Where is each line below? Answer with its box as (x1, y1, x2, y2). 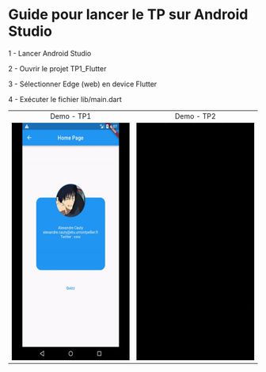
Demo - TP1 (50, 111, 92, 120)
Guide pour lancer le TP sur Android (8, 6, 249, 24)
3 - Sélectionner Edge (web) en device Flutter (8, 79, 158, 89)
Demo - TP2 (174, 111, 216, 120)
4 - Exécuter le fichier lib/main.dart (8, 94, 123, 104)
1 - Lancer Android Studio (8, 48, 92, 58)
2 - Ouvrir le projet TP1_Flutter (8, 63, 107, 73)
